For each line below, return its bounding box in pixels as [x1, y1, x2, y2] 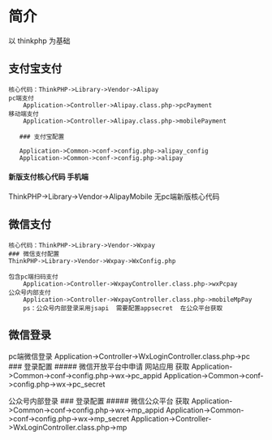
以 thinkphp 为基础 [8, 36, 71, 45]
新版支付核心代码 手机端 [8, 172, 89, 182]
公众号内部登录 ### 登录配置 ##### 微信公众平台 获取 [8, 395, 190, 406]
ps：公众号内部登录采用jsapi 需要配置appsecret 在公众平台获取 [23, 304, 223, 313]
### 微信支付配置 [8, 249, 59, 258]
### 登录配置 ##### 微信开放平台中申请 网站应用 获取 [8, 361, 190, 371]
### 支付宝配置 [19, 132, 65, 140]
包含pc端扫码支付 [8, 273, 58, 281]
